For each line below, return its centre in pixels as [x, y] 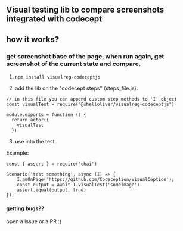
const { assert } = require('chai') [52, 164]
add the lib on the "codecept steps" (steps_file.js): [76, 88]
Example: [18, 153]
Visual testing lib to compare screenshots [85, 10]
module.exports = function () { [46, 115]
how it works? [33, 39]
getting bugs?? [25, 208]
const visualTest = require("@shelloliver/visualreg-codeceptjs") [90, 104]
